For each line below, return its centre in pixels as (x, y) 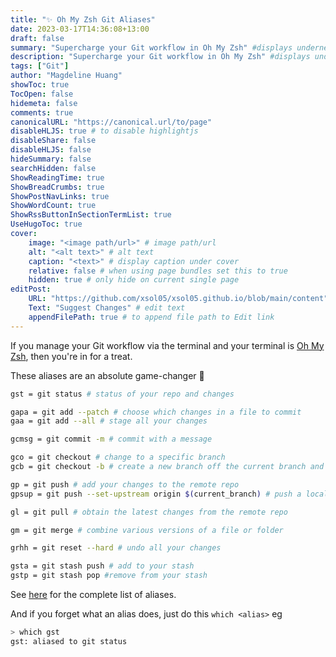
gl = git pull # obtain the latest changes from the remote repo (149, 512)
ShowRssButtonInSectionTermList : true (91, 215)
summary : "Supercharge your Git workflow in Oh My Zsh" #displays (151, 47)
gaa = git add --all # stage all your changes (109, 421)
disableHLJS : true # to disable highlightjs (104, 131)
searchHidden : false (53, 168)
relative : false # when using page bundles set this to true (158, 271)
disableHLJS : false (51, 150)
